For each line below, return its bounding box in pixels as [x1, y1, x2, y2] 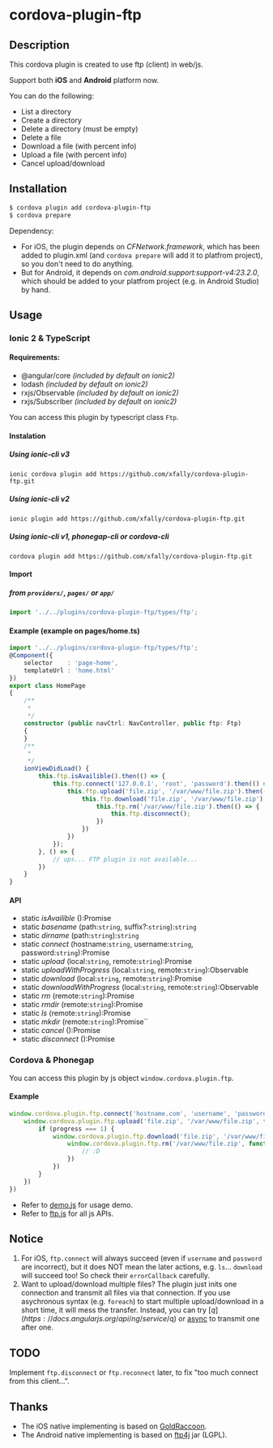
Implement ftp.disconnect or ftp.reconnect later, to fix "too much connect [9, 1368, 258, 1377]
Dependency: [9, 226, 54, 236]
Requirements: [9, 352, 60, 362]
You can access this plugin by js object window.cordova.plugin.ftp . [9, 1073, 234, 1083]
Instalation [9, 430, 46, 440]
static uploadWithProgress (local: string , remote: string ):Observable [20, 965, 250, 975]
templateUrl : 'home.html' [23, 666, 115, 675]
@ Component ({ [9, 651, 53, 659]
